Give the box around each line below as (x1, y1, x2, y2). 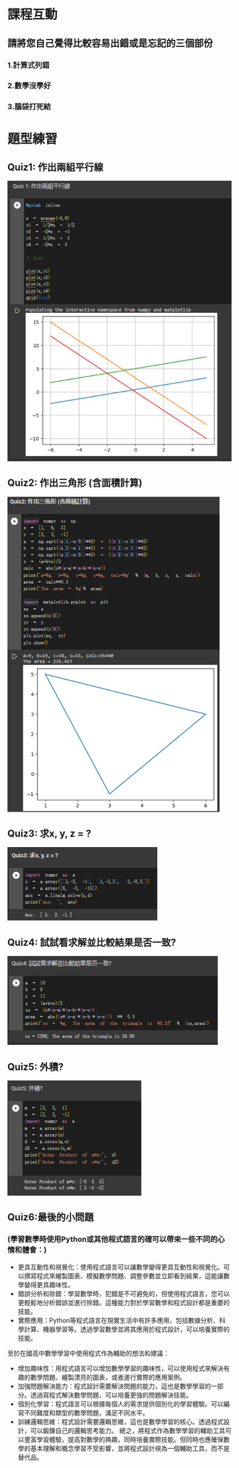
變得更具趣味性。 (23, 1280, 75, 1289)
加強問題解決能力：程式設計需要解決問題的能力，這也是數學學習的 (17, 1381, 211, 1390)
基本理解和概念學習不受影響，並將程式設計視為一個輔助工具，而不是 (30, 1444, 230, 1452)
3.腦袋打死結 (7, 102, 51, 112)
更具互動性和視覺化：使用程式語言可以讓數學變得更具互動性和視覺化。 (17, 1262, 224, 1271)
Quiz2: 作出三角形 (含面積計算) (7, 477, 143, 489)
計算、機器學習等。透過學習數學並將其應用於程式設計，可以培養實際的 (23, 1324, 230, 1334)
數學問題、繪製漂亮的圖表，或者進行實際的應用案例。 (30, 1373, 186, 1381)
